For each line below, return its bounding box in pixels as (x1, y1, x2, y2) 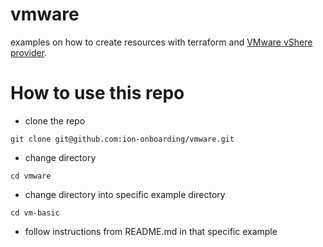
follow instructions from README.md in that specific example (24, 225, 278, 237)
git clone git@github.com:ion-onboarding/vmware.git (10, 134, 235, 144)
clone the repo (24, 114, 86, 127)
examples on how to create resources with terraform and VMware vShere (10, 36, 313, 48)
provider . (10, 46, 48, 58)
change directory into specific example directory (24, 188, 226, 200)
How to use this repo (10, 82, 185, 105)
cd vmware (10, 171, 52, 181)
